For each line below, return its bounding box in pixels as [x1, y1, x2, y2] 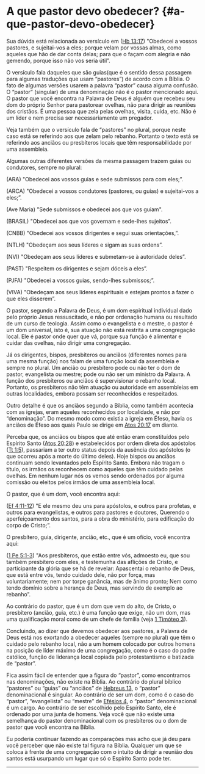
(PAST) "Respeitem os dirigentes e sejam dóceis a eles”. [6, 264, 148, 272]
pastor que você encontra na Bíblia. [6, 723, 96, 731]
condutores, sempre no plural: [6, 164, 82, 171]
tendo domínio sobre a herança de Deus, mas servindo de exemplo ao [6, 584, 183, 591]
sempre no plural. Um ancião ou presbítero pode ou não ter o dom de [6, 364, 181, 371]
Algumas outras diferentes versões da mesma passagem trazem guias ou [6, 157, 191, 164]
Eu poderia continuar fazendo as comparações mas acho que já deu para [6, 735, 191, 742]
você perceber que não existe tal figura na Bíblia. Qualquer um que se [6, 742, 182, 749]
